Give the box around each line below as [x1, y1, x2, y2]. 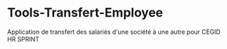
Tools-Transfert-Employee [7, 5, 163, 21]
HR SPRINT [7, 35, 40, 43]
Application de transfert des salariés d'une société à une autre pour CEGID [7, 28, 221, 36]
